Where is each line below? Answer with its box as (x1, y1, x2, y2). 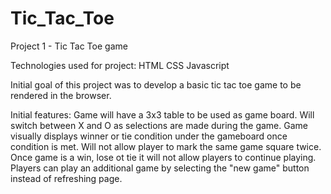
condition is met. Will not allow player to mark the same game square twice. (10, 140, 322, 152)
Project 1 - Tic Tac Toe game (10, 40, 128, 52)
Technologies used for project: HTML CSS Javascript (10, 59, 230, 71)
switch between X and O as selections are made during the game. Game (10, 119, 308, 131)
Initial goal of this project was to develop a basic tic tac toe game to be (10, 78, 302, 91)
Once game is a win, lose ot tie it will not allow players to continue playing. (10, 151, 317, 163)
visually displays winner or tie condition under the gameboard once (10, 130, 288, 142)
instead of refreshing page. (10, 172, 123, 184)
